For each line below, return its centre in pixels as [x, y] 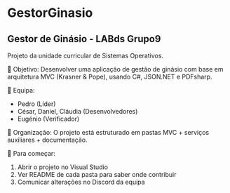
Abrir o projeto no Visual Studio [63, 167]
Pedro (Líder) [36, 104]
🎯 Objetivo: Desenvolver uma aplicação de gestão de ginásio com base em [115, 69]
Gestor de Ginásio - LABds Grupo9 [84, 39]
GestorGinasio [50, 13]
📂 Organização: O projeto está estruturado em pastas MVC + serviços [108, 132]
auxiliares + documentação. [47, 140]
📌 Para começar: [32, 153]
